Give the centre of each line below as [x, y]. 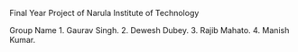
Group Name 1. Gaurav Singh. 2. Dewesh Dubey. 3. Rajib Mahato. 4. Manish [149, 30]
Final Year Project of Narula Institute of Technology [104, 13]
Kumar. [23, 40]
